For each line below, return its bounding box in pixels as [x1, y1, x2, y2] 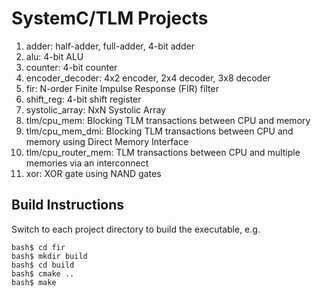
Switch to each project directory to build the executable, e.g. [11, 223, 261, 235]
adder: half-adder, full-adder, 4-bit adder [25, 40, 196, 52]
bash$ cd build [11, 260, 75, 270]
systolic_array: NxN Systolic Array [25, 103, 166, 116]
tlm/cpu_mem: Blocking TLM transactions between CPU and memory [25, 114, 311, 126]
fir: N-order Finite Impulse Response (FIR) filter [25, 82, 219, 94]
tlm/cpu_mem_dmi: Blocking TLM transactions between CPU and [25, 125, 294, 137]
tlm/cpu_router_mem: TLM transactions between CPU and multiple [25, 146, 301, 158]
